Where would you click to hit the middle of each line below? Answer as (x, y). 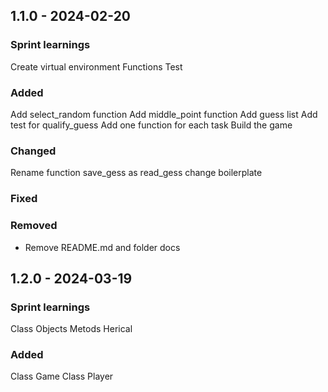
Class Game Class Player (62, 376)
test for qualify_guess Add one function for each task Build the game (151, 125)
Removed (34, 226)
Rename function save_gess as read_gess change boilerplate (136, 173)
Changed (33, 151)
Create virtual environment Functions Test (96, 66)
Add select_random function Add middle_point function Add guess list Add (164, 114)
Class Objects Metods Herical (71, 329)
